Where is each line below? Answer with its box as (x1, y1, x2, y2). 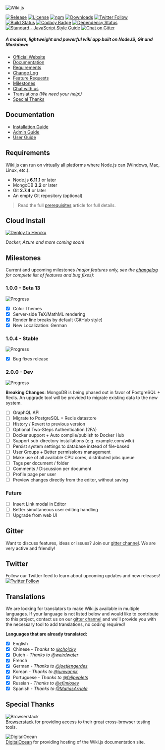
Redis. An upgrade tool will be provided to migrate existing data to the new (5, 395, 158, 401)
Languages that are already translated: (5, 631, 88, 637)
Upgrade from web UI (12, 512, 57, 518)
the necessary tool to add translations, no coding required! (5, 621, 125, 627)
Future (5, 489, 22, 496)
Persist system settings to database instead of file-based (12, 443, 130, 449)
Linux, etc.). (5, 167, 30, 173)
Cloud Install (5, 216, 46, 225)
